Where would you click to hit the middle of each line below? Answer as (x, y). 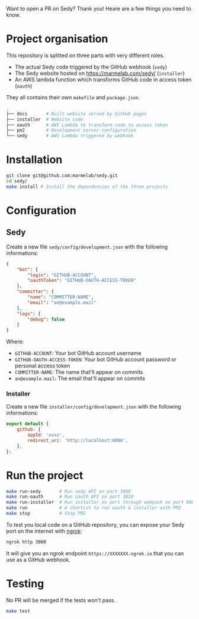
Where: (15, 342)
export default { (28, 424)
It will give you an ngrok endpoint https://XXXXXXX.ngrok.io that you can (95, 553)
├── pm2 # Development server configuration (71, 130)
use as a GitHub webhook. (38, 560)
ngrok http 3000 (26, 542)
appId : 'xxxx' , (46, 435)
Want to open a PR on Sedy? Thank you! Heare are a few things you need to (99, 9)
